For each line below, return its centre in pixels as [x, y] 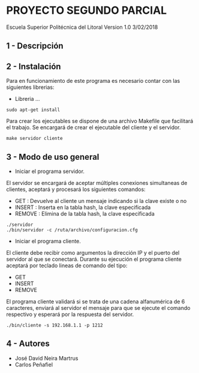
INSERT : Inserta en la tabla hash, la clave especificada [83, 207]
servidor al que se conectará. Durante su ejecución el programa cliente [94, 259]
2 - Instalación [34, 66]
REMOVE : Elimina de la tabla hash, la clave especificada [85, 213]
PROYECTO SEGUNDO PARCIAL [87, 11]
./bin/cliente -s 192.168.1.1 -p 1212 [55, 325]
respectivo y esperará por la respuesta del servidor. [70, 314]
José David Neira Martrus [46, 358]
